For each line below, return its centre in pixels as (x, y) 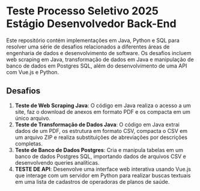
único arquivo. (33, 118)
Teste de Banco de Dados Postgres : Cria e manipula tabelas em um (99, 150)
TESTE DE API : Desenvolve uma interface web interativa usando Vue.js (103, 169)
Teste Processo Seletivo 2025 (83, 11)
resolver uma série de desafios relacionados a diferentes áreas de (88, 47)
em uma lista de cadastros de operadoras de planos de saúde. (92, 181)
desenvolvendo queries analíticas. (57, 162)
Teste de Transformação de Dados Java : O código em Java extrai (97, 125)
